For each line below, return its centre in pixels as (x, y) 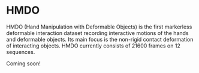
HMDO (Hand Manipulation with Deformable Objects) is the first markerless (99, 27)
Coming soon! (23, 64)
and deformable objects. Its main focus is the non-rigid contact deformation (100, 39)
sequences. (21, 52)
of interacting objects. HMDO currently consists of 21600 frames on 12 (94, 46)
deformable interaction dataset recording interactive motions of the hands (97, 33)
